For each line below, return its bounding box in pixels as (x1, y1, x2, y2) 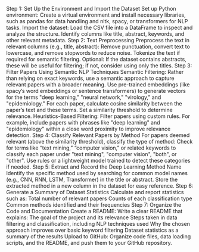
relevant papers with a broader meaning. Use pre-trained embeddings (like (6, 81, 190, 88)
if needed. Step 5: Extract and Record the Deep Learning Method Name (6, 163, 182, 170)
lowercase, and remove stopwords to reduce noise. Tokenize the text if (6, 49, 181, 56)
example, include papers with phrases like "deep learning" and (6, 119, 160, 126)
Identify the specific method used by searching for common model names (6, 170, 188, 176)
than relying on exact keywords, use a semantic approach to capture (6, 74, 175, 82)
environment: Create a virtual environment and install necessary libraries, (6, 11, 186, 18)
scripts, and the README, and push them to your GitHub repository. (6, 239, 173, 246)
